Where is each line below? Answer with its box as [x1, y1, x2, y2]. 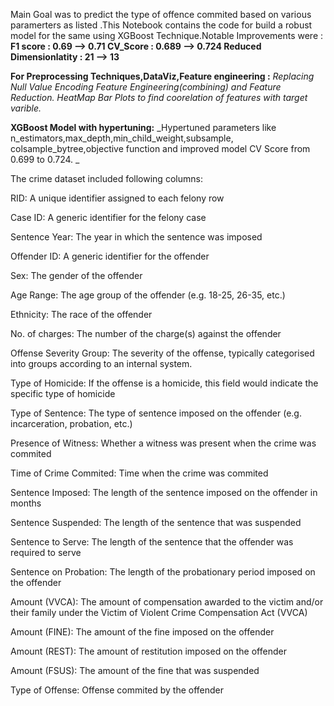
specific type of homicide [10, 388, 116, 399]
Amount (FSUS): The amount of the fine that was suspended [10, 665, 260, 676]
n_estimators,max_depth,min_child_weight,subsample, [10, 132, 234, 144]
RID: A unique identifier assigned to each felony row [10, 192, 225, 204]
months [10, 497, 42, 509]
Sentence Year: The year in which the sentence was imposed [10, 231, 263, 243]
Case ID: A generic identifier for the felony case [10, 212, 207, 223]
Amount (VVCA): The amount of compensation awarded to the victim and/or [10, 596, 324, 608]
